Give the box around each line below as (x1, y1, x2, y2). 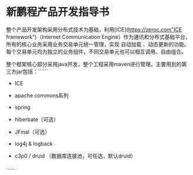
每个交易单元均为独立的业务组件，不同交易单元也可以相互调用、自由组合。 (6, 48, 187, 55)
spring (14, 104, 31, 111)
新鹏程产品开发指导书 (6, 5, 110, 19)
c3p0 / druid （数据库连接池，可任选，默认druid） (14, 152, 137, 159)
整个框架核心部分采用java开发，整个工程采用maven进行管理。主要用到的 (6, 60, 182, 68)
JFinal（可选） (14, 128, 50, 136)
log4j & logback (14, 140, 53, 147)
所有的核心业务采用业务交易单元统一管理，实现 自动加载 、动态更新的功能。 (6, 41, 189, 48)
